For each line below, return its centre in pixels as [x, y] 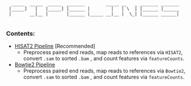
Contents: [21, 33]
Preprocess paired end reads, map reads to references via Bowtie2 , [104, 71]
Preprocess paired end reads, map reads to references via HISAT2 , [103, 52]
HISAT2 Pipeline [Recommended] [55, 46]
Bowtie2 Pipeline [35, 64]
